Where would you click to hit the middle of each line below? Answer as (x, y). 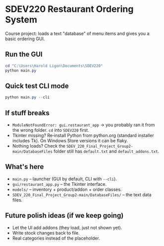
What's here (25, 167)
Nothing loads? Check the (39, 146)
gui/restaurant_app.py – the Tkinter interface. (59, 184)
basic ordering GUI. (25, 39)
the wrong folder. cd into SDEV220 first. (51, 130)
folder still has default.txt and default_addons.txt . (107, 151)
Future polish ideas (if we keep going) (64, 215)
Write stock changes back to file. (46, 233)
